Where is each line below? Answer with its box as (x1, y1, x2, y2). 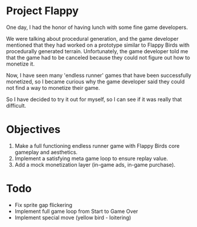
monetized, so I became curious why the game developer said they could (6, 78, 185, 85)
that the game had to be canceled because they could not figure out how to (6, 54, 190, 61)
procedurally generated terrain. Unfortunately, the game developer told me (6, 47, 188, 54)
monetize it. (6, 60, 35, 67)
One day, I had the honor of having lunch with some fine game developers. (6, 24, 188, 31)
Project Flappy (6, 4, 79, 18)
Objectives (6, 123, 61, 137)
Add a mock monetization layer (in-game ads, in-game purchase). (14, 161, 176, 168)
